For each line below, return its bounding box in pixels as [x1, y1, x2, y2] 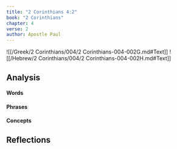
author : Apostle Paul [6, 32, 61, 38]
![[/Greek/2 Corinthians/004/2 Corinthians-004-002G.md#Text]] [6, 48, 168, 55]
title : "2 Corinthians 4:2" [6, 9, 78, 15]
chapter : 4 [6, 20, 34, 26]
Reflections [6, 134, 51, 145]
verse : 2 [6, 26, 29, 32]
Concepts [6, 117, 32, 125]
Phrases [6, 103, 28, 110]
